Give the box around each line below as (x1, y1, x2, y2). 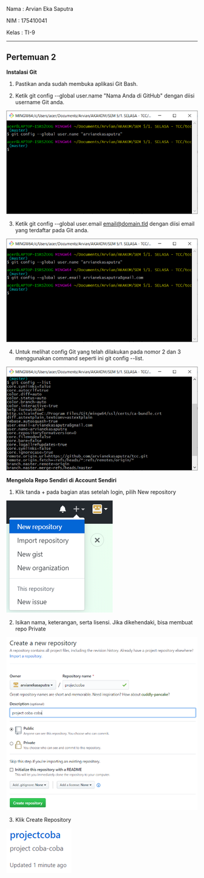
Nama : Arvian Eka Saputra (6, 5, 74, 12)
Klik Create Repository (15, 816, 72, 823)
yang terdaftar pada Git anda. (15, 227, 89, 234)
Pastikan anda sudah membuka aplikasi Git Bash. (15, 80, 138, 87)
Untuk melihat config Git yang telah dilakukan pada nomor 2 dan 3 (15, 348, 181, 355)
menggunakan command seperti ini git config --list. (15, 355, 144, 362)
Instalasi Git (6, 68, 38, 76)
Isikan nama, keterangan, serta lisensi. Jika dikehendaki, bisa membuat (15, 618, 193, 626)
